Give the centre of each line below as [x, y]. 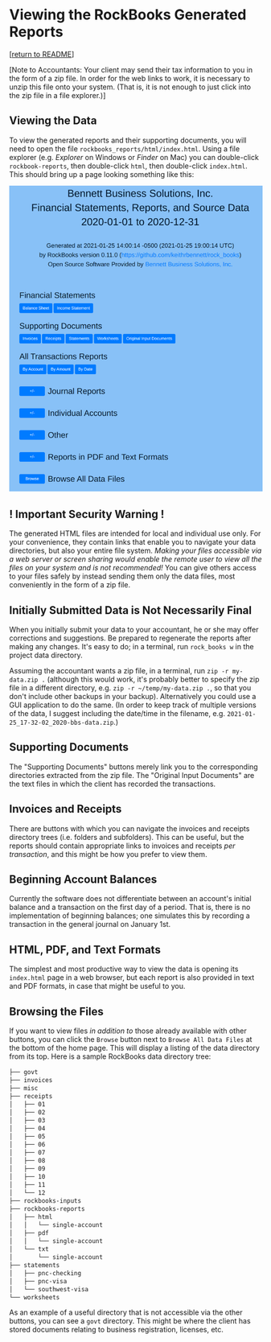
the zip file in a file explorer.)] [57, 95]
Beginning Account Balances [83, 879]
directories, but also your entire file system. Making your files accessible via [135, 551]
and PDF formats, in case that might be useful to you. [97, 986]
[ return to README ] [42, 54]
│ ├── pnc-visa [38, 1282]
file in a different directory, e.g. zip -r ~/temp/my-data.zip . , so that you [130, 687]
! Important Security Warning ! [87, 514]
